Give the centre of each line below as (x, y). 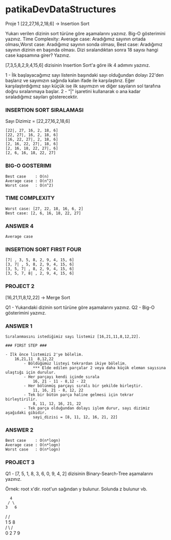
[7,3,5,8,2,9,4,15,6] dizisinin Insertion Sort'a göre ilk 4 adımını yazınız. (78, 65)
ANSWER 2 (19, 430)
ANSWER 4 (19, 226)
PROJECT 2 (20, 286)
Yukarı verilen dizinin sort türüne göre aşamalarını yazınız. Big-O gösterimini (85, 33)
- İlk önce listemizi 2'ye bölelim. (44, 355)
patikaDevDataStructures (61, 9)
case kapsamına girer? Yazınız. (38, 55)
